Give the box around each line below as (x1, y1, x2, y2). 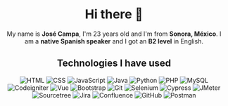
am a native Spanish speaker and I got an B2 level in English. (25, 37, 203, 45)
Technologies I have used (56, 58, 172, 69)
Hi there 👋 (84, 6, 144, 22)
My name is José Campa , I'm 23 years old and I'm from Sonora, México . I (6, 29, 222, 38)
